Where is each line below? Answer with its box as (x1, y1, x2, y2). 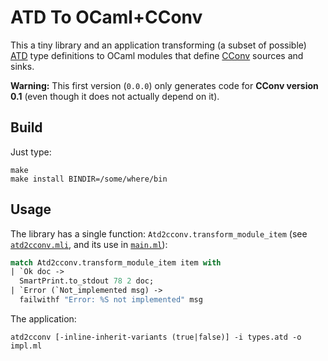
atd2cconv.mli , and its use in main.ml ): (10, 238, 168, 250)
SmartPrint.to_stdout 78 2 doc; (19, 276, 155, 286)
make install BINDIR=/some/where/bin (10, 174, 168, 184)
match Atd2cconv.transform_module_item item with (10, 257, 222, 268)
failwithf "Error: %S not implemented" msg (19, 295, 203, 305)
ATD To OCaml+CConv (10, 6, 203, 29)
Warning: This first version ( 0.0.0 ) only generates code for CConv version (10, 79, 319, 91)
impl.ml (10, 341, 43, 351)
